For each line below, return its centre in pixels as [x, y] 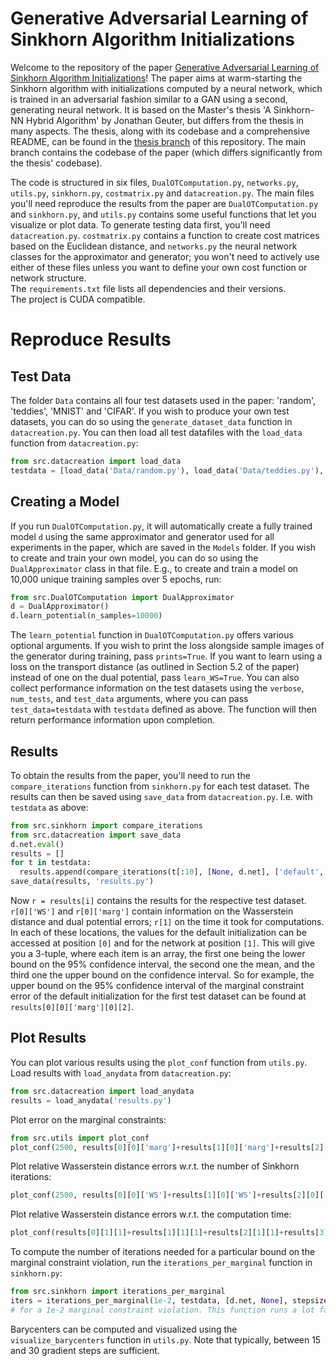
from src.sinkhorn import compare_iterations [106, 825]
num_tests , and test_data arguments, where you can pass [129, 699]
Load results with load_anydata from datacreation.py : [121, 1073]
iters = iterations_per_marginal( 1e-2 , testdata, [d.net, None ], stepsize [169, 1301]
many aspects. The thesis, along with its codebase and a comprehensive [160, 131]
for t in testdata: [51, 863]
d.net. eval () [37, 844]
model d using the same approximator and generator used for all [142, 536]
